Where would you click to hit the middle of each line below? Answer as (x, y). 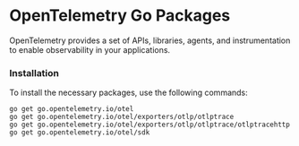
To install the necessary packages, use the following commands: (128, 93)
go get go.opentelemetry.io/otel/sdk (80, 133)
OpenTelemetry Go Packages (120, 16)
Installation (34, 73)
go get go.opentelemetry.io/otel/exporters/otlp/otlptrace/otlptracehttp (150, 125)
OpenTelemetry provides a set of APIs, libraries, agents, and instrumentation (150, 40)
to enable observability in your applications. (90, 49)
